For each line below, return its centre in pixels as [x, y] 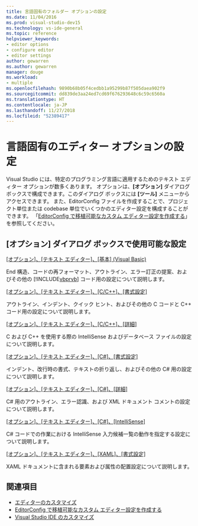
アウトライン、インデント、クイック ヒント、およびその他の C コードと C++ [99, 304]
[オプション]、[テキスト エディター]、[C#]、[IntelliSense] [76, 422]
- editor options [27, 45]
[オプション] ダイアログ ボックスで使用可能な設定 [96, 244]
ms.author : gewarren [32, 66]
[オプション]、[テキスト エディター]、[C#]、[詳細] [67, 389]
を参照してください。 [32, 223]
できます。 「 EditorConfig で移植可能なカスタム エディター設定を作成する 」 [98, 216]
